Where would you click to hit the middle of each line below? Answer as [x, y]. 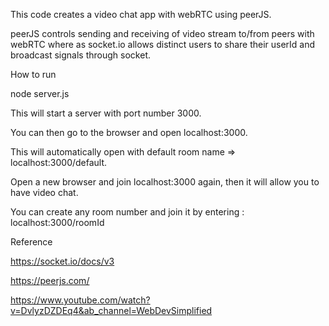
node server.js [40, 93]
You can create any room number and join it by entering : [127, 212]
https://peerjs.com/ [50, 280]
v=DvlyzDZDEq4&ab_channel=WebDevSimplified [111, 310]
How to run [33, 74]
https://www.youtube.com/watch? [80, 300]
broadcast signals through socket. [80, 55]
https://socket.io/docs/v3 [62, 261]
